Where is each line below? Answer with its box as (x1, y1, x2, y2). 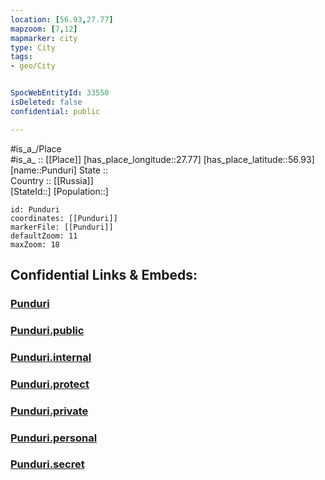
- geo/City (10, 61, 56, 71)
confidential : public (10, 106, 101, 116)
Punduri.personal (10, 431, 98, 445)
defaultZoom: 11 (10, 231, 78, 241)
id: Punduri (10, 204, 60, 215)
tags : (10, 52, 33, 62)
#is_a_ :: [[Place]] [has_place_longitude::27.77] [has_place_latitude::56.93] (10, 153, 315, 165)
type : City (10, 42, 56, 53)
